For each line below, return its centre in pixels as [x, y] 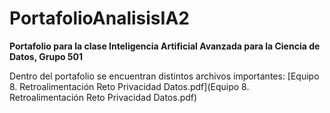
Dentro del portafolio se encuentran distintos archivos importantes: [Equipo [164, 76]
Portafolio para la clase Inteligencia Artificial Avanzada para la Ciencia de [165, 46]
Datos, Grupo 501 [46, 56]
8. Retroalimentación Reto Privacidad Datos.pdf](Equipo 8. [129, 86]
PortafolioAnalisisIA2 [99, 18]
